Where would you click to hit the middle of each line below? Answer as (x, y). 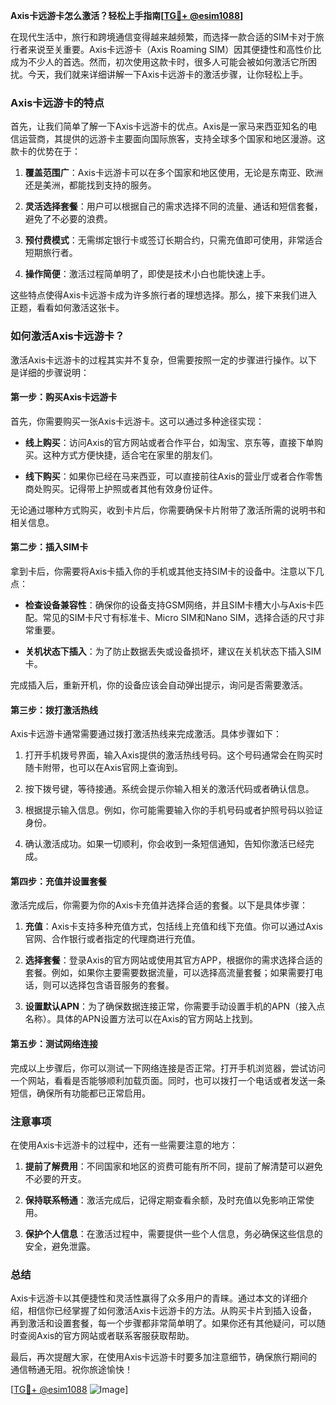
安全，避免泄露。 (60, 1246)
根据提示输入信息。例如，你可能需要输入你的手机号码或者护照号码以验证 (173, 810)
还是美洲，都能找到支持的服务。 (90, 185)
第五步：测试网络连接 (54, 1043)
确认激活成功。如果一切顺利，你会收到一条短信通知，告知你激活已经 (165, 844)
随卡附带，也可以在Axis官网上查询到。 (103, 768)
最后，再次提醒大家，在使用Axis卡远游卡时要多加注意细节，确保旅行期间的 (164, 1357)
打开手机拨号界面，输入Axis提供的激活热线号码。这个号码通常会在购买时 (173, 755)
